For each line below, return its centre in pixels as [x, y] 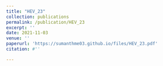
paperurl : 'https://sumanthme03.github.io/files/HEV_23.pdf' [82, 44]
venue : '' [18, 38]
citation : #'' [23, 49]
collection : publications [37, 17]
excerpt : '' [20, 27]
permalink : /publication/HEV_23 [45, 22]
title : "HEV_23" [26, 11]
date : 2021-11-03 [27, 33]
